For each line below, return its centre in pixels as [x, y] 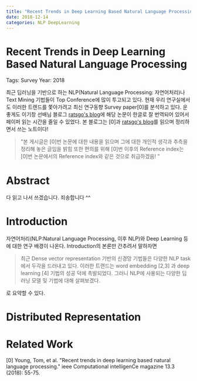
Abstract [28, 181]
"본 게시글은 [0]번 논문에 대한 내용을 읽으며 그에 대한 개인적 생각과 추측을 [104, 142]
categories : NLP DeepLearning [43, 22]
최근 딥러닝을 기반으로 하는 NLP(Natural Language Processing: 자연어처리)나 [96, 92]
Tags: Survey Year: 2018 [35, 81]
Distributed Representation [74, 317]
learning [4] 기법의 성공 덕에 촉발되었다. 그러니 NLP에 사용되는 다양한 [100, 273]
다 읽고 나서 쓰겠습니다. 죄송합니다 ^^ [48, 198]
